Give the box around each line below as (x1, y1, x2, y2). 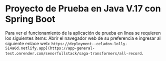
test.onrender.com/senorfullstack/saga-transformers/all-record (5, 51, 142, 56)
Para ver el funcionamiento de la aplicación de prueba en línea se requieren (5, 30, 161, 36)
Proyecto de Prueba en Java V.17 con (5, 3, 161, 14)
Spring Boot (5, 13, 55, 25)
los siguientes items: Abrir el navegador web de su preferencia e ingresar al (5, 35, 161, 41)
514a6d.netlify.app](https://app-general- (5, 46, 95, 51)
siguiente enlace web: (5, 40, 50, 46)
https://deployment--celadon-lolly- (51, 41, 128, 46)
